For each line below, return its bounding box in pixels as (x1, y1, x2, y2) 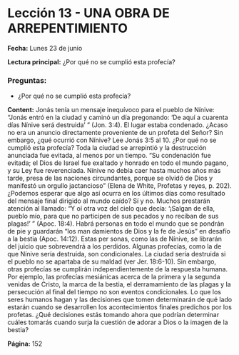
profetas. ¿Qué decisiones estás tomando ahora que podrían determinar (7, 311, 220, 319)
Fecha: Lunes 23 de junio (7, 44, 83, 52)
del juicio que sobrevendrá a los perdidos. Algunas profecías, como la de (7, 242, 222, 251)
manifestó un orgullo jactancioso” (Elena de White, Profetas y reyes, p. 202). (7, 181, 232, 190)
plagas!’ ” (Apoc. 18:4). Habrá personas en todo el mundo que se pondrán (7, 219, 225, 228)
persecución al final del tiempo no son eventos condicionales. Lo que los (7, 288, 221, 296)
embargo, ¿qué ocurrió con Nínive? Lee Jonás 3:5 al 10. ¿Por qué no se (7, 136, 217, 144)
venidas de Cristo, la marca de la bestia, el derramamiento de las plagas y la (7, 280, 231, 289)
